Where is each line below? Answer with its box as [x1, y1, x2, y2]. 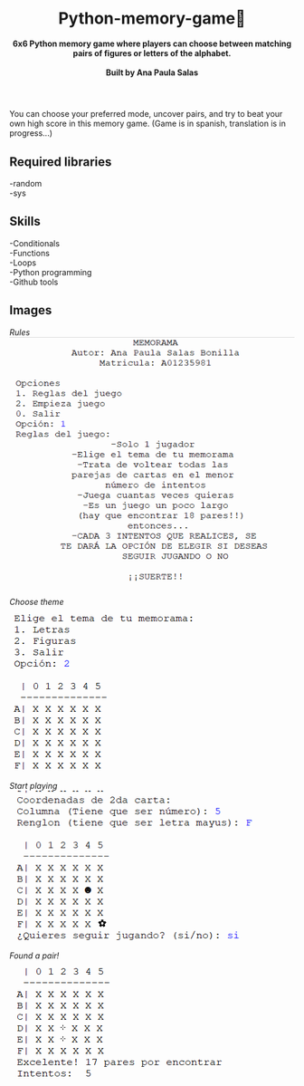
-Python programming [9, 266, 92, 277]
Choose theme [9, 597, 64, 608]
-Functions [9, 247, 50, 258]
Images [9, 303, 52, 318]
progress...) [9, 128, 52, 139]
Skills [9, 214, 41, 229]
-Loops [9, 257, 37, 268]
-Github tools [9, 276, 59, 287]
